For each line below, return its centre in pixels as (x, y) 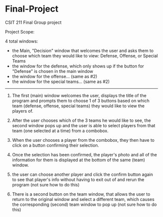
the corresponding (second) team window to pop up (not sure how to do (84, 204)
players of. (23, 111)
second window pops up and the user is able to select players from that (84, 125)
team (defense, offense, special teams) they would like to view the (78, 106)
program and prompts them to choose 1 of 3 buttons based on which (81, 100)
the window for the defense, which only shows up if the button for (78, 66)
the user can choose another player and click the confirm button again (82, 174)
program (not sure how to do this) (46, 184)
